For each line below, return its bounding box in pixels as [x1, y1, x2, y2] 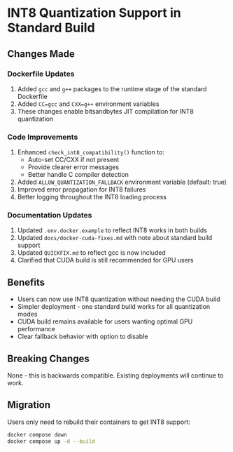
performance [17, 325, 56, 333]
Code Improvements [7, 132, 78, 142]
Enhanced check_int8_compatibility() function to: [17, 148, 164, 157]
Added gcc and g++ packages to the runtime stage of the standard [17, 84, 208, 93]
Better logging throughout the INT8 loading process [17, 193, 167, 201]
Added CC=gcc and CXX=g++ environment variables [17, 100, 160, 108]
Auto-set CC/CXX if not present [27, 156, 120, 164]
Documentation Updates [7, 211, 92, 220]
